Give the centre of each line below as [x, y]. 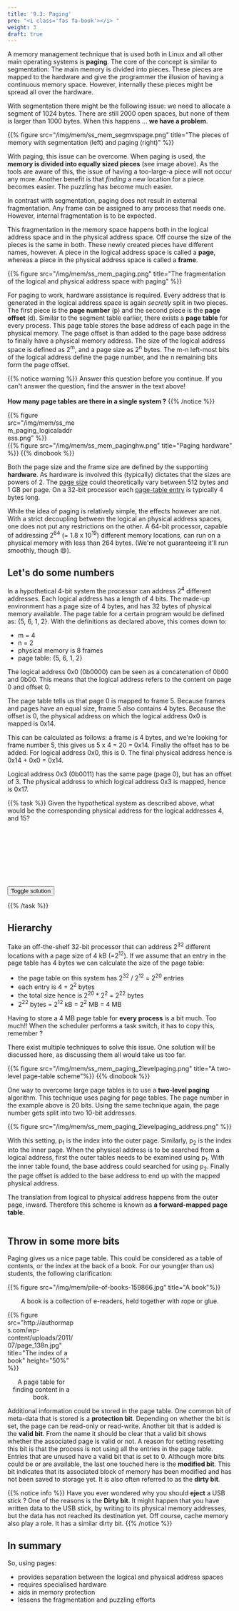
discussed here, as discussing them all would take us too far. [97, 1055]
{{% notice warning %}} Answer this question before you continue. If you [115, 378]
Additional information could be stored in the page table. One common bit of [119, 1410]
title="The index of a [37, 1352]
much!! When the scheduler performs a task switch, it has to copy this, [111, 1025]
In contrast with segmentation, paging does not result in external [102, 201]
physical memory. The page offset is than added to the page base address [117, 333]
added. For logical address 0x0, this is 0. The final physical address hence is [120, 753]
